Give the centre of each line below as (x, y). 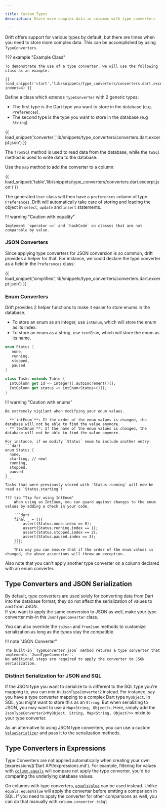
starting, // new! (29, 459)
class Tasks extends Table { (35, 379)
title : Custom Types (26, 14)
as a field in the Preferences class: (40, 264)
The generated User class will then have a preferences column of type (76, 196)
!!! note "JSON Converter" (31, 641)
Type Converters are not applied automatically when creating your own (77, 760)
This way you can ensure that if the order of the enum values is (84, 549)
